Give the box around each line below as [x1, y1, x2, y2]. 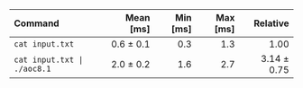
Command [14, 17, 60, 30]
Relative [253, 17, 289, 30]
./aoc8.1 [14, 64, 51, 74]
